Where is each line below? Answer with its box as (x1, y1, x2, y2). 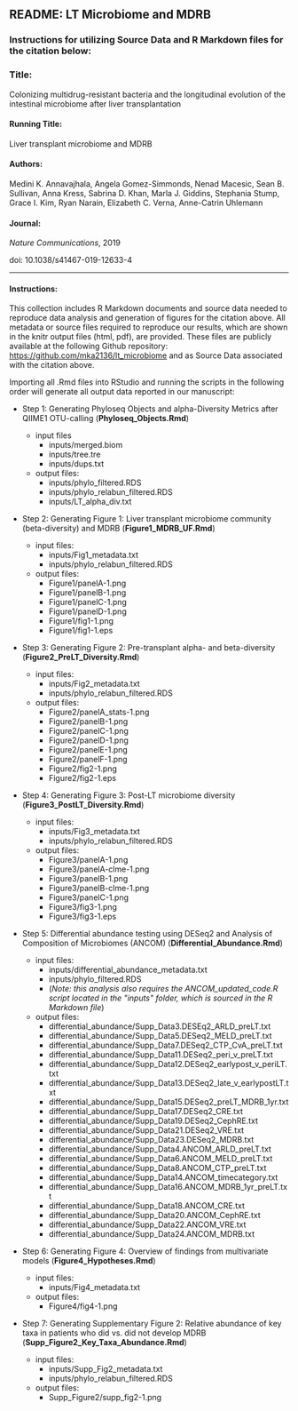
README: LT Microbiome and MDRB (9, 7, 211, 22)
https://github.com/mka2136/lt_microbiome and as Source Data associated (9, 350, 283, 361)
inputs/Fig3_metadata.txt (48, 826, 140, 837)
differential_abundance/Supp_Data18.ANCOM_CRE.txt (48, 1200, 246, 1211)
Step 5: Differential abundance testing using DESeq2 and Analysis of (21, 929, 273, 939)
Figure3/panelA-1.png (48, 855, 129, 865)
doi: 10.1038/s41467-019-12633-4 (9, 255, 133, 266)
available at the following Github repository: (9, 341, 169, 352)
